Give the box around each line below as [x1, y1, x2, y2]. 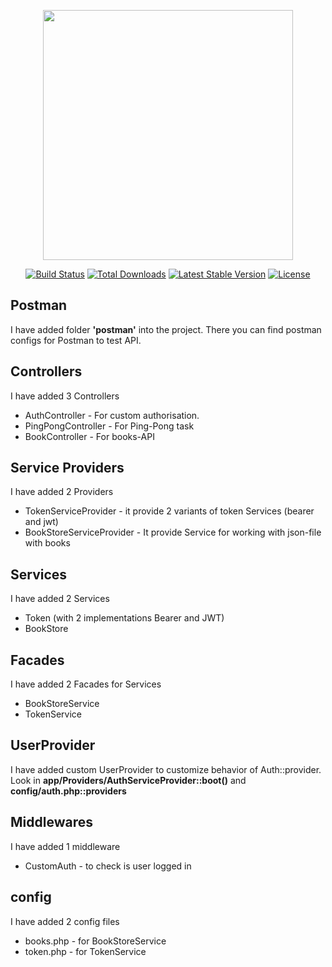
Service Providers [10, 460, 125, 477]
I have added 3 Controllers [10, 390, 120, 402]
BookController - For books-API [24, 430, 155, 442]
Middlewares [10, 814, 93, 831]
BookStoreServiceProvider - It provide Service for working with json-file [24, 526, 322, 539]
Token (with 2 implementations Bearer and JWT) [24, 612, 225, 624]
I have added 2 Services [10, 593, 110, 605]
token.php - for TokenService [24, 945, 147, 957]
